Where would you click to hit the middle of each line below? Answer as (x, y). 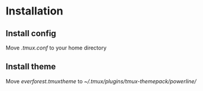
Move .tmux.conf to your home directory (56, 48)
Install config (31, 33)
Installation (35, 11)
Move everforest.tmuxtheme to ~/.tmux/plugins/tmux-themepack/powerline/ (101, 81)
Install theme (31, 67)
